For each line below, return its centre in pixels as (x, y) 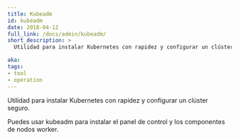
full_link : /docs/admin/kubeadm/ (57, 34)
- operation (25, 80)
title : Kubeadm (30, 14)
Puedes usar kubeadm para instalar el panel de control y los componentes (116, 121)
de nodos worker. (33, 129)
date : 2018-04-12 (33, 27)
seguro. (18, 108)
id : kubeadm (25, 21)
